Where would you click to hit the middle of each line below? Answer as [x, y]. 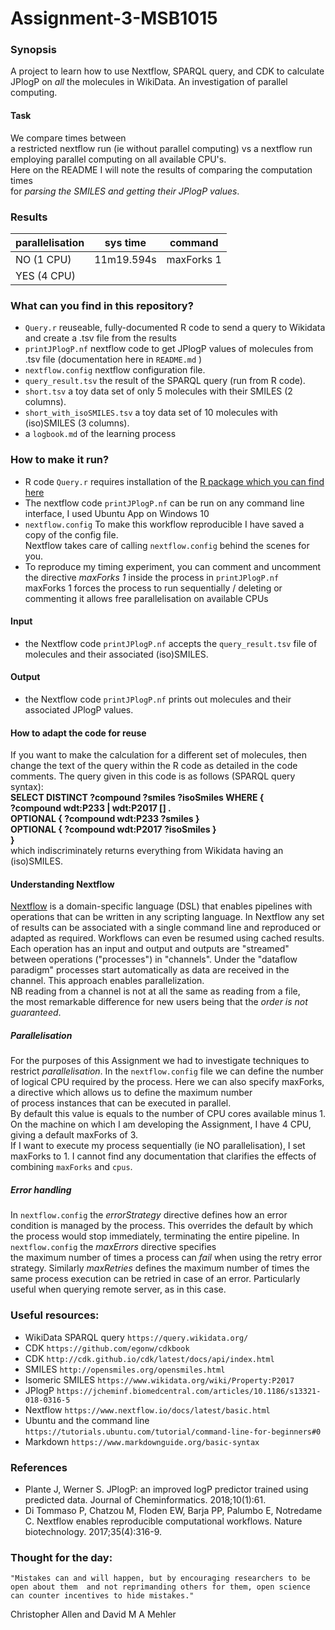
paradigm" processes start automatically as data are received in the [150, 970]
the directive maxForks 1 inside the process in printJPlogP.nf [152, 577]
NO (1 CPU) [43, 259]
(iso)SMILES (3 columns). [77, 423]
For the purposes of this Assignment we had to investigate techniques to [160, 1061]
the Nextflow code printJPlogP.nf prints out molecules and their [158, 699]
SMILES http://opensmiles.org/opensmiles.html [125, 1369]
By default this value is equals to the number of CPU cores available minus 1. [168, 1114]
